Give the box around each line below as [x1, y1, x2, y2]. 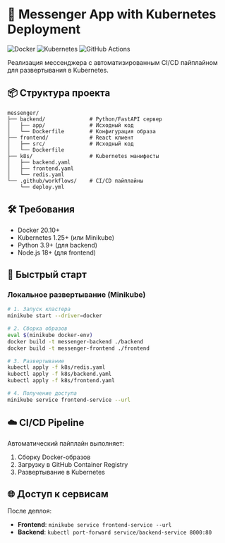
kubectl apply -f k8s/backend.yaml [7, 370, 112, 378]
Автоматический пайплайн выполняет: [7, 439, 125, 447]
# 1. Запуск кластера [7, 306, 71, 313]
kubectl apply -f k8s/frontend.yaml [7, 377, 115, 384]
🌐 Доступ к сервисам [7, 488, 109, 500]
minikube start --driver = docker [7, 312, 102, 319]
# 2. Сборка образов [7, 325, 68, 332]
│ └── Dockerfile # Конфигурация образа [7, 128, 157, 135]
